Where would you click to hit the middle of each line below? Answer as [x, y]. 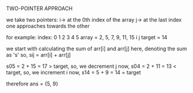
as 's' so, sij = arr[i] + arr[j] [38, 55]
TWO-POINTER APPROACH [39, 8]
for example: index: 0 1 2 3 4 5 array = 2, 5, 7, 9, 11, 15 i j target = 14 [87, 37]
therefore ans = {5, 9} [32, 84]
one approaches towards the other [48, 26]
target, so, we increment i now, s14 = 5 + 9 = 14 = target [74, 72]
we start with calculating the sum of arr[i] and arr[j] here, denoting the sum [97, 49]
